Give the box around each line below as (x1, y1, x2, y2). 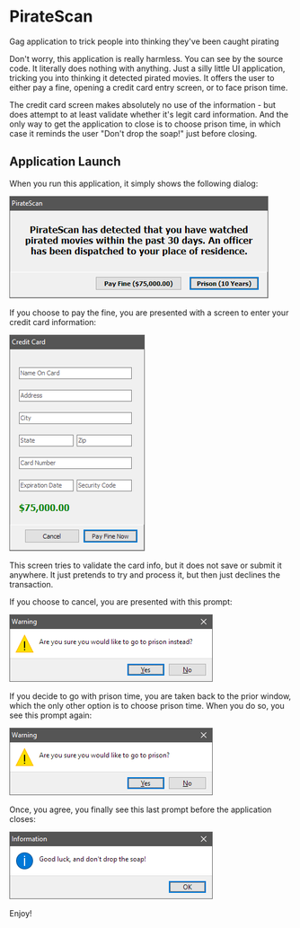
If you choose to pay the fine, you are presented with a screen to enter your (9, 307, 289, 318)
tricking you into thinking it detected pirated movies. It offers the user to (9, 72, 275, 83)
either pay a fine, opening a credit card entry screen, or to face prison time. (9, 82, 288, 93)
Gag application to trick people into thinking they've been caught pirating (9, 36, 280, 47)
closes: (9, 813, 36, 824)
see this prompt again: (9, 710, 93, 720)
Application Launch (9, 155, 121, 170)
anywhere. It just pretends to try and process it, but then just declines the (9, 569, 281, 580)
